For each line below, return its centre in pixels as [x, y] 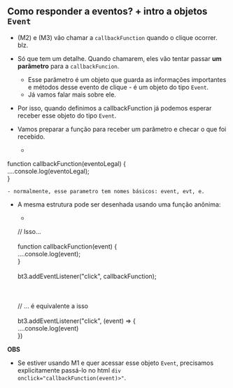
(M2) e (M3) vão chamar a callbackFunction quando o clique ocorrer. [118, 37]
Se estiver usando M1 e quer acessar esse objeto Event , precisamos [115, 363]
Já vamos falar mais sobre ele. [72, 95]
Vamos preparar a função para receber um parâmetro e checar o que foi [122, 129]
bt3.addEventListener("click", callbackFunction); [87, 276]
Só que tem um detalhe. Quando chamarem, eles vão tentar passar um [119, 58]
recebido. [31, 137]
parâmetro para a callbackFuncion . [68, 66]
